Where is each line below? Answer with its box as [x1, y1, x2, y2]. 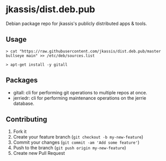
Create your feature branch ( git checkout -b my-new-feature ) [13, 134, 144, 140]
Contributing [6, 115, 47, 123]
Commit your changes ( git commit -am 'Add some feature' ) [13, 139, 140, 146]
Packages [6, 76, 38, 85]
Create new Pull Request [13, 150, 65, 156]
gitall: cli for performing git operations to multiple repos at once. [13, 89, 147, 95]
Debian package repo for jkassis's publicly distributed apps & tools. [6, 20, 147, 26]
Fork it [13, 128, 27, 135]
